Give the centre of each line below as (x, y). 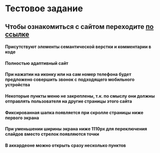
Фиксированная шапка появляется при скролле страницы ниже (74, 112)
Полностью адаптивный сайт (37, 63)
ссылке (17, 34)
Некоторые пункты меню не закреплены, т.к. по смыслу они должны (80, 96)
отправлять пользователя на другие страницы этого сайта (69, 101)
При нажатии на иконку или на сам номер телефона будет (68, 75)
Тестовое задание (44, 9)
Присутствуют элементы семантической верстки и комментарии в (78, 47)
